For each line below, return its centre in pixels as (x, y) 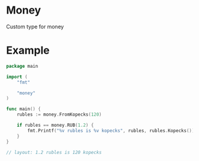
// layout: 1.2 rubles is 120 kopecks (54, 152)
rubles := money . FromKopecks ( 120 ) (59, 115)
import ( (17, 77)
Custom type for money (35, 27)
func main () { (24, 109)
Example (28, 50)
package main (22, 66)
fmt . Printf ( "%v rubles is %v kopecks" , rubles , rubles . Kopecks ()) (111, 130)
